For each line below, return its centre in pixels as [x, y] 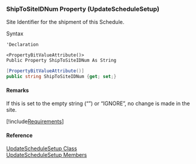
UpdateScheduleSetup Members [46, 155]
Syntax [15, 34]
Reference [19, 135]
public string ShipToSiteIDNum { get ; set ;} [61, 77]
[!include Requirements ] [35, 121]
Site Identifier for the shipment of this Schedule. [65, 22]
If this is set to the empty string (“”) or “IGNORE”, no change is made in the [98, 103]
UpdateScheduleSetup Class [42, 148]
